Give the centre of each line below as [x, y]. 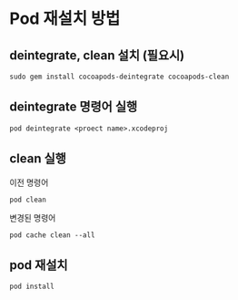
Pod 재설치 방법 [65, 19]
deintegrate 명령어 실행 [74, 107]
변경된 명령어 [33, 217]
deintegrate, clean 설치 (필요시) [97, 55]
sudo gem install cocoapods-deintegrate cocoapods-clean [119, 77]
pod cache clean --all [52, 235]
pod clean [28, 200]
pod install [32, 287]
